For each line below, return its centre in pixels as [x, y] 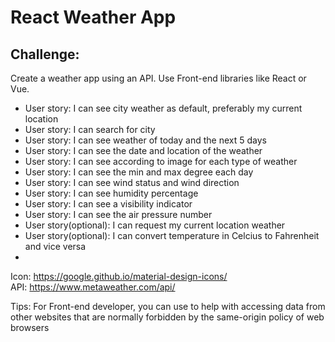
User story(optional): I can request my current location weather [155, 225]
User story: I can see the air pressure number [118, 214]
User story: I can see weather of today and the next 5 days [145, 140]
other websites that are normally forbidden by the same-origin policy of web [167, 317]
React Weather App [93, 17]
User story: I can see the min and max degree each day [139, 172]
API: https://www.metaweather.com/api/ [93, 287]
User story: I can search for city [90, 129]
